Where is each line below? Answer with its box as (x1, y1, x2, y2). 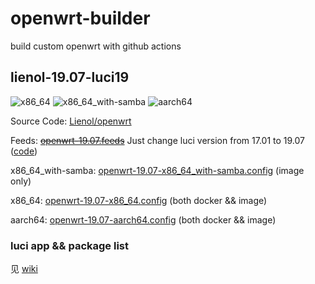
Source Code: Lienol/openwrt (10, 115, 132, 127)
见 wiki (10, 263, 38, 275)
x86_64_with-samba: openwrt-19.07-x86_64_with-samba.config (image (10, 164, 305, 176)
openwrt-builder (10, 7, 151, 30)
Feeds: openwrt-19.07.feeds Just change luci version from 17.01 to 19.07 (10, 134, 305, 146)
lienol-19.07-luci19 (10, 69, 130, 86)
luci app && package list (10, 238, 129, 252)
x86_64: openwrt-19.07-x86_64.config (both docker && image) (10, 194, 268, 206)
